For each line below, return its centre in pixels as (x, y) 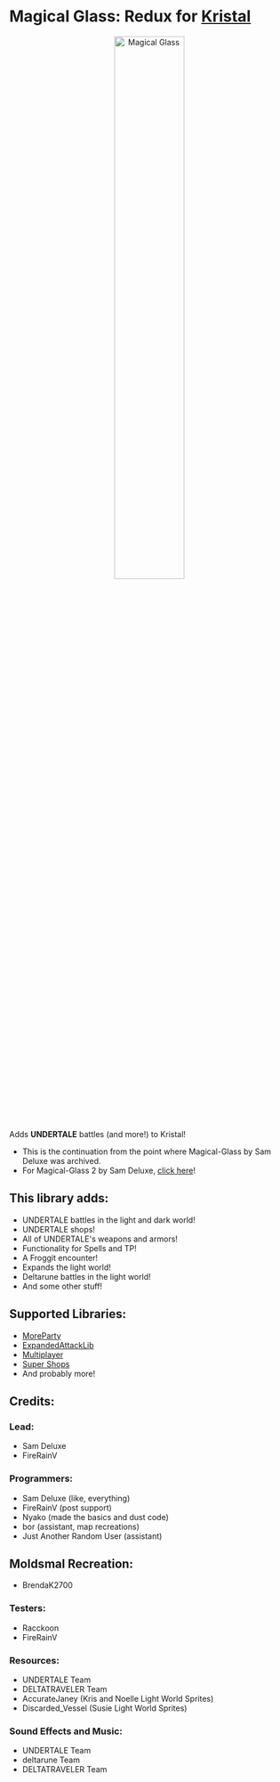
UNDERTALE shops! (59, 1229)
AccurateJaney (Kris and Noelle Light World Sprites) (118, 1698)
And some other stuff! (62, 1286)
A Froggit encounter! (60, 1257)
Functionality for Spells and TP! (79, 1248)
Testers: (28, 1608)
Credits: (32, 1401)
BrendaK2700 (48, 1585)
